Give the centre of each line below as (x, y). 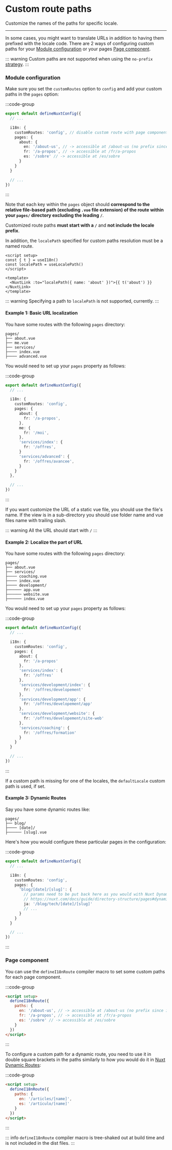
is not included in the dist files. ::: (40, 1143)
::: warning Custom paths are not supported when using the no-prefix (79, 59)
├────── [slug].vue (26, 832)
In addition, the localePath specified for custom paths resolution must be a (84, 241)
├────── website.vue (27, 595)
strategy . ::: (17, 64)
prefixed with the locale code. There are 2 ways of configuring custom (80, 43)
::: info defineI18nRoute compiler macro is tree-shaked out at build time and (85, 1138)
